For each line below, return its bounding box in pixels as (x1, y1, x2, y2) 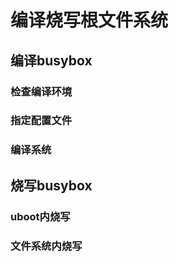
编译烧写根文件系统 (10, 9, 169, 32)
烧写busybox (10, 177, 93, 194)
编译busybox (10, 52, 93, 69)
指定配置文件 (10, 114, 73, 128)
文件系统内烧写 (10, 239, 83, 253)
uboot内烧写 (10, 209, 71, 223)
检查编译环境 (10, 84, 73, 98)
